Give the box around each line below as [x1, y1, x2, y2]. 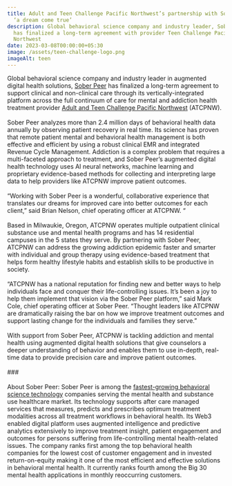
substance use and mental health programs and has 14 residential [7, 228, 195, 236]
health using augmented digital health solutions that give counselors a [7, 338, 206, 346]
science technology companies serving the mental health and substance [7, 390, 214, 398]
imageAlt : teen [7, 55, 51, 62]
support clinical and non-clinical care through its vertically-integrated [7, 88, 204, 97]
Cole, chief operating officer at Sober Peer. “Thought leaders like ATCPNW [7, 301, 220, 310]
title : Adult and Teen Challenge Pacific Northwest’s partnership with [7, 10, 217, 17]
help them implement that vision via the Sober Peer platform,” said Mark [7, 295, 212, 303]
